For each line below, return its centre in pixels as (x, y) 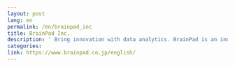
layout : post (26, 14)
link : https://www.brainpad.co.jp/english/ (72, 53)
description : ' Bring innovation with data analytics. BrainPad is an (112, 40)
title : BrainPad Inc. (39, 33)
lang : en (20, 20)
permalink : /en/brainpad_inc (50, 27)
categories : (24, 46)
